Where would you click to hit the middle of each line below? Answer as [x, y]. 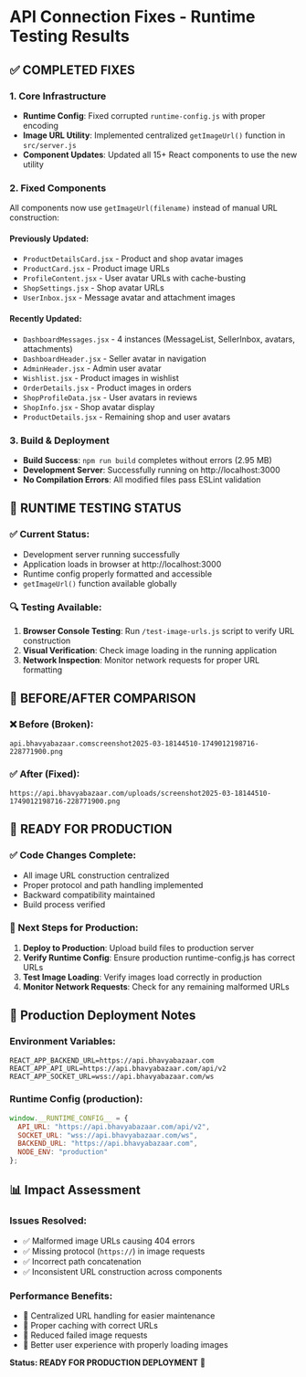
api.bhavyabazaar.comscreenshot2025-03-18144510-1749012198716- [134, 743]
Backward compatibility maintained [89, 895]
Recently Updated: [46, 318]
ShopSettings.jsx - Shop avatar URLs [93, 288]
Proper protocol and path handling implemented [113, 884]
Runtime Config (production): [76, 1099]
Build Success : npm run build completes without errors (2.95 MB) [147, 460]
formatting [42, 670]
